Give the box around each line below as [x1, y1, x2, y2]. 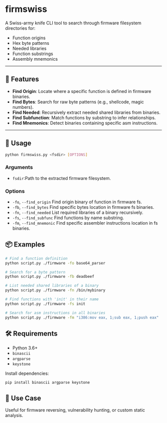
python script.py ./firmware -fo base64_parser [5, 260, 106, 265]
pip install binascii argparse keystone [5, 380, 90, 385]
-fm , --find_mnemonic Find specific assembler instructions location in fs [12, 220, 158, 226]
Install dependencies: [5, 370, 49, 376]
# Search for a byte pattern [5, 269, 66, 274]
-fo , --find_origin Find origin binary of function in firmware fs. [12, 199, 142, 205]
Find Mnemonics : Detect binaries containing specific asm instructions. [12, 120, 158, 126]
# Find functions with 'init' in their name [5, 297, 99, 302]
